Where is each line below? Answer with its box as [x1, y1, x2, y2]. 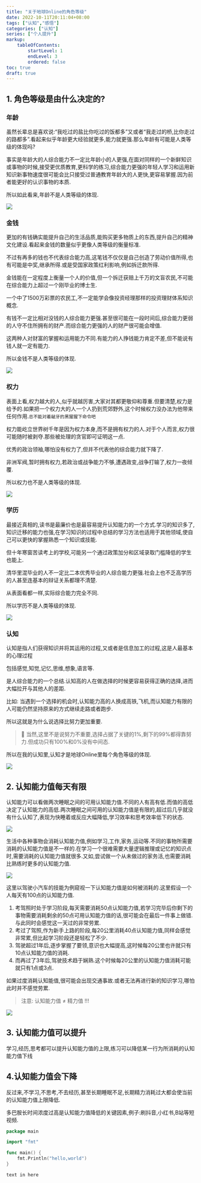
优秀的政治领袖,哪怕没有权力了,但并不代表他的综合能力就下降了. [6, 445, 164, 453]
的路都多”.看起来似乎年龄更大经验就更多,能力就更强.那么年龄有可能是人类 [6, 136, 186, 143]
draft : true [6, 70, 36, 76]
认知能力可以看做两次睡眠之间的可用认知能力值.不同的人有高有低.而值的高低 [6, 798, 194, 806]
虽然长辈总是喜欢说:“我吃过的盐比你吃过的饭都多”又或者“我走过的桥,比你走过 [6, 128, 195, 135]
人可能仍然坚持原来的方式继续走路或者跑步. [6, 705, 113, 713]
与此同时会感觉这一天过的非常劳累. [14, 919, 101, 926]
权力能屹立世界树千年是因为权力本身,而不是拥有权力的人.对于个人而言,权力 [6, 425, 190, 433]
